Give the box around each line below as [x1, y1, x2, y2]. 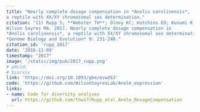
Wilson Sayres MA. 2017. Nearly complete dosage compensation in [6, 25, 171, 31]
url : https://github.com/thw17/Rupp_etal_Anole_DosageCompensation [11, 97, 183, 103]
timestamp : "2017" [6, 53, 52, 59]
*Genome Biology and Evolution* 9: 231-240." [6, 36, 121, 42]
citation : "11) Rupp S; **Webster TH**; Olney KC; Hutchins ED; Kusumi [6, 20, 187, 25]
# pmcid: [6, 63, 28, 70]
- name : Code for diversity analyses [6, 91, 100, 97]
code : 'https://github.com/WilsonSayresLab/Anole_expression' [6, 81, 164, 87]
